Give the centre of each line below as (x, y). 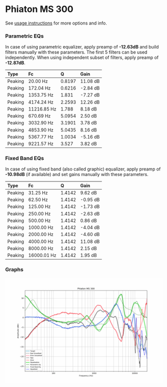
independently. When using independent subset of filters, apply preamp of (82, 57)
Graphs (14, 269)
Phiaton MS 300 (39, 9)
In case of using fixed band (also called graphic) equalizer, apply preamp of (83, 169)
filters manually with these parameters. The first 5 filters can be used (76, 52)
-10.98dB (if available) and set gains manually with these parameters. (77, 174)
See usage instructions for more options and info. (56, 23)
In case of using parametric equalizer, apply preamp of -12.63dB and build (82, 47)
